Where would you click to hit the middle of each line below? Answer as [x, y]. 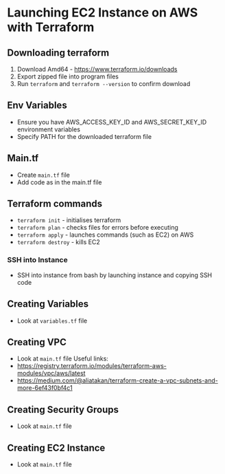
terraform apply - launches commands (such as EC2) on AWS [105, 235]
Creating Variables [48, 304]
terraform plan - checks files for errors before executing [97, 228]
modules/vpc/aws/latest [51, 374]
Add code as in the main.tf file [59, 182]
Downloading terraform [58, 53]
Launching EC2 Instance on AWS [103, 13]
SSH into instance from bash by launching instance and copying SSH [115, 275]
